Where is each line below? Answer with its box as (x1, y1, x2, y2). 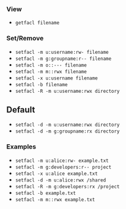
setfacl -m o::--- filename (15, 62, 87, 68)
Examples (6, 142, 37, 151)
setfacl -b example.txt (15, 190, 76, 196)
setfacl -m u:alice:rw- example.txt (15, 158, 109, 164)
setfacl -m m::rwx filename (15, 68, 87, 75)
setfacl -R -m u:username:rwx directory (15, 88, 120, 94)
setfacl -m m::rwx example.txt (15, 196, 95, 203)
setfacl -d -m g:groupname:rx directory (15, 128, 120, 134)
